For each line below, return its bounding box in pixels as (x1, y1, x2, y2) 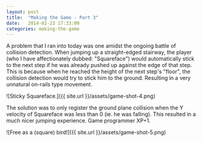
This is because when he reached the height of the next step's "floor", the (6, 68, 191, 76)
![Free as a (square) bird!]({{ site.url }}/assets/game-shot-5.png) (6, 129, 166, 136)
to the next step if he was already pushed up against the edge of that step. (6, 62, 192, 69)
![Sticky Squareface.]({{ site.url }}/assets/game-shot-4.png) (6, 92, 156, 100)
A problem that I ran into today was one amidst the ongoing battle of (6, 42, 177, 50)
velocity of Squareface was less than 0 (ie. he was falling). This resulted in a (6, 111, 197, 118)
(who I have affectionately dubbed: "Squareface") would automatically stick (6, 55, 195, 62)
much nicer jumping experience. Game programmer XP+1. (6, 117, 151, 124)
